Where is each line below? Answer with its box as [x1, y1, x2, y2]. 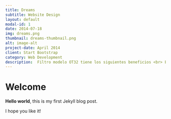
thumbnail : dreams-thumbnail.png [5, 36, 76, 41]
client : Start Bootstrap [5, 50, 58, 55]
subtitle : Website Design [5, 12, 60, 17]
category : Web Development [5, 54, 63, 60]
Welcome [5, 81, 46, 93]
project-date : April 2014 [5, 45, 60, 50]
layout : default [5, 17, 40, 22]
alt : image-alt [5, 41, 38, 46]
